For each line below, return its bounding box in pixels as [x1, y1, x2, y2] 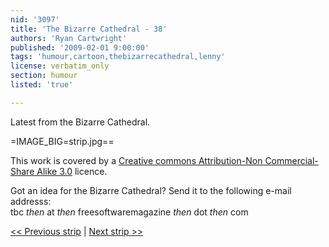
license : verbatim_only [10, 61, 110, 71]
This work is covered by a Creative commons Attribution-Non [10, 154, 263, 166]
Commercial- [264, 154, 319, 166]
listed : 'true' [10, 80, 74, 90]
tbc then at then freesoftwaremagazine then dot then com [10, 206, 249, 218]
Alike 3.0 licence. [36, 165, 108, 177]
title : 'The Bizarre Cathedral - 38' [10, 24, 168, 34]
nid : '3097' [10, 14, 60, 25]
